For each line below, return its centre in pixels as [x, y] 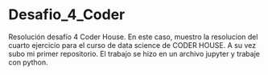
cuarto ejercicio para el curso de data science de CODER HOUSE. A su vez [132, 45]
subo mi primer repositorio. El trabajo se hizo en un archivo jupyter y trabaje [134, 53]
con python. [28, 62]
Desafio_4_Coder [67, 15]
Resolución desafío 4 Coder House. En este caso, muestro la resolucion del [133, 37]
